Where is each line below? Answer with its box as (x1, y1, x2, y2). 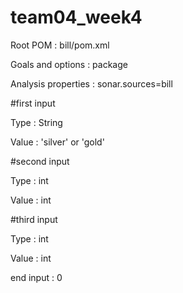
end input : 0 (10, 271, 63, 283)
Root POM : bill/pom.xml (10, 39, 110, 51)
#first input (10, 97, 56, 109)
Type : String (10, 116, 63, 128)
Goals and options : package (10, 58, 128, 70)
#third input (10, 213, 58, 225)
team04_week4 (10, 6, 143, 29)
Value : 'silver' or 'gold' (10, 136, 105, 148)
